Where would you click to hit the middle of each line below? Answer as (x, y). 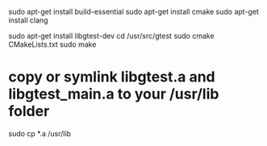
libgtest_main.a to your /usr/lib (114, 94)
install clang (28, 20)
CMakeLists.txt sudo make (52, 44)
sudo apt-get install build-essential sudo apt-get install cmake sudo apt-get (134, 12)
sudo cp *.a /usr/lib (40, 133)
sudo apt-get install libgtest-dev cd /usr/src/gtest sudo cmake (112, 36)
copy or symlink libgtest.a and (112, 77)
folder (29, 111)
